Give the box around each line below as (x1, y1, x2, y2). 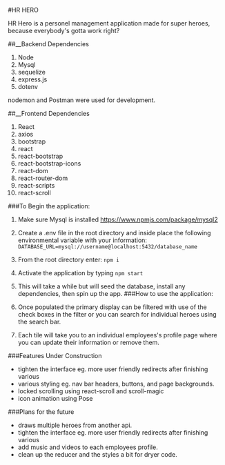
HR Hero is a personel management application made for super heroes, (8, 19, 211, 27)
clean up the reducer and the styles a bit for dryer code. (17, 451, 178, 458)
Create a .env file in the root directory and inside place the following (17, 229, 211, 237)
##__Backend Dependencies (8, 40, 89, 48)
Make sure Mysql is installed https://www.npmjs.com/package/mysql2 (17, 215, 218, 224)
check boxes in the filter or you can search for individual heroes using (17, 310, 217, 318)
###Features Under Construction (8, 352, 102, 359)
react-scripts (17, 181, 55, 189)
